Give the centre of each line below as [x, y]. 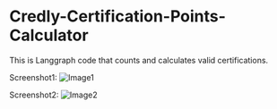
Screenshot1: [33, 77]
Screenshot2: [34, 95]
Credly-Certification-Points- [118, 17]
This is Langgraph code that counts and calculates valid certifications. [139, 60]
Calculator [49, 35]
